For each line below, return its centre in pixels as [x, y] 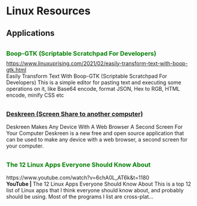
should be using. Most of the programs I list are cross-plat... [80, 197]
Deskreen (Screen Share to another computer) [75, 113]
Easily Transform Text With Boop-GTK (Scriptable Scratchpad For [87, 76]
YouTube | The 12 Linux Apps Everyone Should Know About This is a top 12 [99, 184]
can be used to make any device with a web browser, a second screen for [97, 139]
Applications [30, 33]
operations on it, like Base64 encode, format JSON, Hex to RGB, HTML [93, 88]
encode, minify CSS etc [35, 95]
